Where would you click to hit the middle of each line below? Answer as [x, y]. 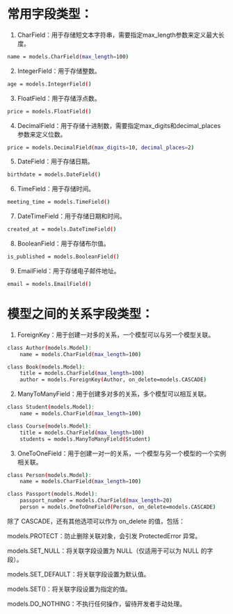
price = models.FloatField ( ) [49, 111]
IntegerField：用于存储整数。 [59, 71]
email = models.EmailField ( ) [49, 284]
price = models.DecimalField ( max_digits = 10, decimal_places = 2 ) [101, 147]
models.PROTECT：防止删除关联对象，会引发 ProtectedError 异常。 [104, 535]
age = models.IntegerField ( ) [49, 84]
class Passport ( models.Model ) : [53, 494]
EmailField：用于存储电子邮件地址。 [69, 270]
